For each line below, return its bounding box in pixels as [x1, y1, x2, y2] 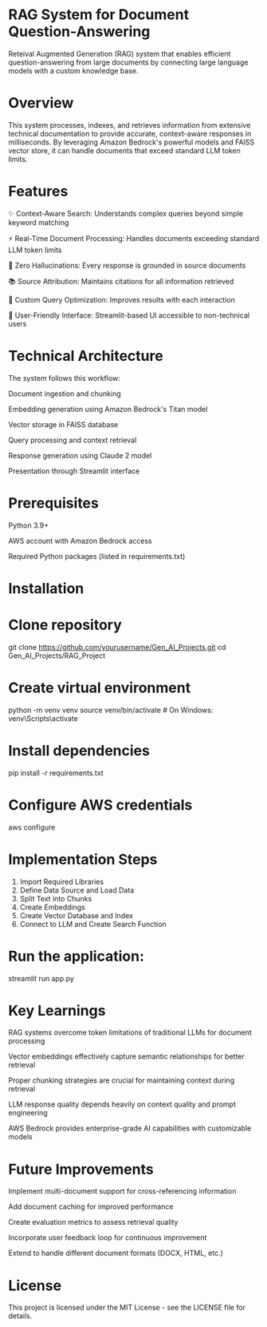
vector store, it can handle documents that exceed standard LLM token [8, 145, 241, 155]
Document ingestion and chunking [8, 389, 121, 398]
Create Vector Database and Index [19, 910, 134, 920]
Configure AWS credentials [8, 796, 193, 814]
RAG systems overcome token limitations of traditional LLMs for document [8, 1028, 253, 1037]
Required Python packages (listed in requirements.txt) [8, 551, 186, 561]
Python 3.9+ [8, 521, 49, 530]
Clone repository [8, 616, 122, 634]
